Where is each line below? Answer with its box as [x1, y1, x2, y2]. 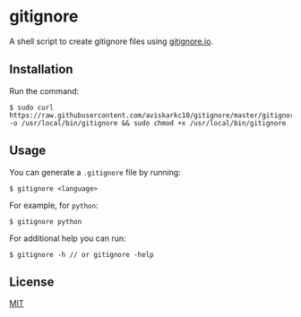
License [9, 274, 55, 289]
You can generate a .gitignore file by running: [9, 167, 181, 177]
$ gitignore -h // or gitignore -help [9, 250, 154, 259]
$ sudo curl [9, 103, 54, 112]
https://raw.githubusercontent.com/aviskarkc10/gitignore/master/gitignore [9, 110, 298, 120]
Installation [9, 62, 73, 77]
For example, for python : [9, 200, 99, 210]
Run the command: [9, 85, 80, 96]
